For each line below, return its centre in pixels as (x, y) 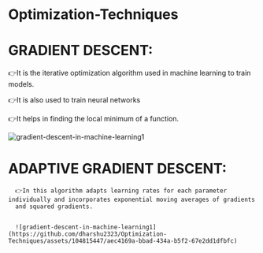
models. (21, 84)
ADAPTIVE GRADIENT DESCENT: (117, 169)
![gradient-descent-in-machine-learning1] (86, 227)
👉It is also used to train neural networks (74, 100)
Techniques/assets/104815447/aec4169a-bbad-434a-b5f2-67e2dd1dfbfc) (123, 241)
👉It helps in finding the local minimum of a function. (94, 119)
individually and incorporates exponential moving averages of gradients (132, 200)
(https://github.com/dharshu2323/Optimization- (88, 234)
